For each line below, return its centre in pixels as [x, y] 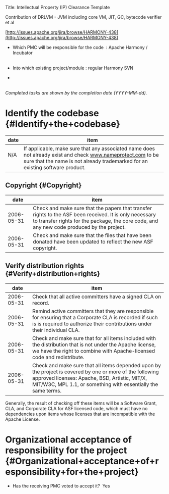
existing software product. [54, 167]
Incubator [22, 53]
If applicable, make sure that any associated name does [89, 149]
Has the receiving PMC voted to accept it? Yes [61, 486]
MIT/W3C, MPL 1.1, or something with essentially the [95, 384]
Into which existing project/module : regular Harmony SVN [73, 68]
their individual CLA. [56, 330]
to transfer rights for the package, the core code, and [96, 221]
